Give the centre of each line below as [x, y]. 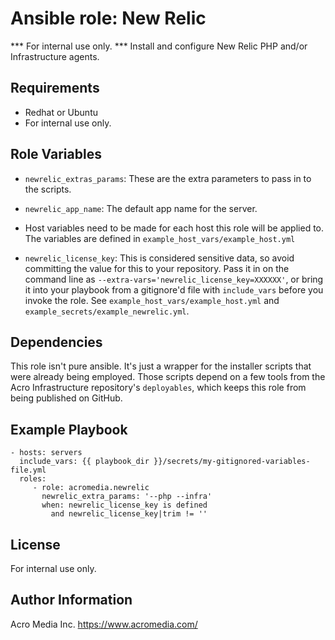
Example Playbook [69, 429]
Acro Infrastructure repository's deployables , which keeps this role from [158, 388]
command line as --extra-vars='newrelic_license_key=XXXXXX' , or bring [174, 279]
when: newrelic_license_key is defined [124, 505]
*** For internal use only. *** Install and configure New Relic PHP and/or [159, 46]
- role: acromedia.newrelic [91, 488]
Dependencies [56, 342]
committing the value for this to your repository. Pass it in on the [157, 268]
